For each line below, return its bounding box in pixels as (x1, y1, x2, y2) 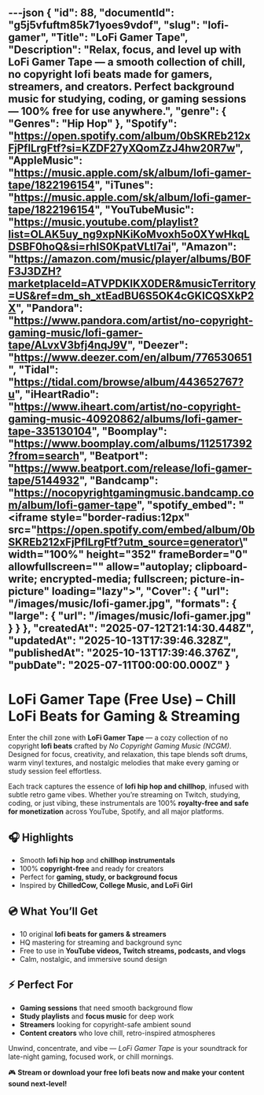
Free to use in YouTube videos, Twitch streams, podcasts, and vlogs (19, 945, 246, 956)
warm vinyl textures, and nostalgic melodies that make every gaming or (8, 758, 240, 767)
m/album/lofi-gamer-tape (8, 499, 137, 512)
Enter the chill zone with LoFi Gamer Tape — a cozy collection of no (8, 733, 229, 743)
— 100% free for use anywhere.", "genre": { (8, 105, 226, 118)
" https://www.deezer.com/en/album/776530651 (8, 351, 252, 365)
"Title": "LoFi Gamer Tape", (50, 31, 189, 44)
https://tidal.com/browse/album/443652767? (13, 376, 244, 389)
